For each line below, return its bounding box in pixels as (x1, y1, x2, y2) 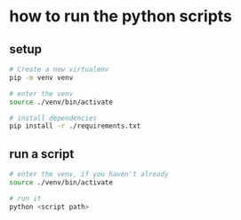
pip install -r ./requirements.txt (9, 122, 141, 130)
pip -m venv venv (9, 73, 74, 82)
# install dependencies (9, 114, 98, 122)
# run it (9, 193, 42, 203)
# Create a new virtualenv (9, 65, 109, 74)
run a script (9, 146, 75, 161)
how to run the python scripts (9, 6, 233, 27)
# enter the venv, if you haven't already (9, 170, 169, 179)
